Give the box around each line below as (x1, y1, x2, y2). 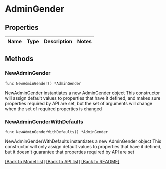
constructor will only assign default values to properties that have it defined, (5, 143, 162, 149)
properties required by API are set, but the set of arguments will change (5, 100, 153, 106)
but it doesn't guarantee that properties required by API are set (5, 149, 135, 155)
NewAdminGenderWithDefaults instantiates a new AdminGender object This (5, 138, 161, 144)
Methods (5, 55, 34, 63)
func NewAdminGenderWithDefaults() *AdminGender (5, 129, 108, 134)
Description (44, 38, 72, 45)
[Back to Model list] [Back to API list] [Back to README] (5, 158, 120, 164)
